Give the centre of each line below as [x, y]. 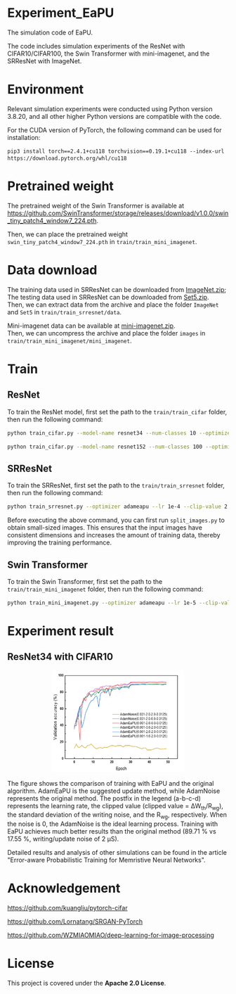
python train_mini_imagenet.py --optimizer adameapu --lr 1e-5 [102, 603]
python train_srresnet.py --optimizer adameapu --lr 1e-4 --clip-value [114, 507]
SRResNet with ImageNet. [45, 60]
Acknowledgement [64, 888]
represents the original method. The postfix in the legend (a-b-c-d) [104, 798]
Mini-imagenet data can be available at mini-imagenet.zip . [91, 326]
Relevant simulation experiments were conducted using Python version [110, 109]
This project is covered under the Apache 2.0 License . [87, 983]
